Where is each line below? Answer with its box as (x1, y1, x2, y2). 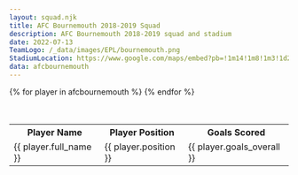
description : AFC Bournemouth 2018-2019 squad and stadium (9, 29, 232, 38)
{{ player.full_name (13, 141, 92, 153)
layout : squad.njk (9, 12, 77, 22)
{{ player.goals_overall (187, 141, 281, 153)
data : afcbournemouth (9, 63, 90, 72)
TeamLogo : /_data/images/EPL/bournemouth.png (9, 46, 180, 55)
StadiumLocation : (9, 54, 74, 63)
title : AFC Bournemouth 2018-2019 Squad (9, 21, 161, 30)
